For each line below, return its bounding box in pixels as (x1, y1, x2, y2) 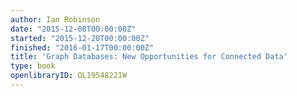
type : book (10, 61, 56, 71)
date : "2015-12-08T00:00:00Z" (10, 24, 137, 34)
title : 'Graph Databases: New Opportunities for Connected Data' (10, 52, 288, 62)
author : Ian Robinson (10, 14, 101, 25)
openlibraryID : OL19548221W (10, 71, 128, 81)
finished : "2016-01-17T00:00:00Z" (10, 42, 155, 53)
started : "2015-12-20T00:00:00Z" (10, 33, 150, 43)
